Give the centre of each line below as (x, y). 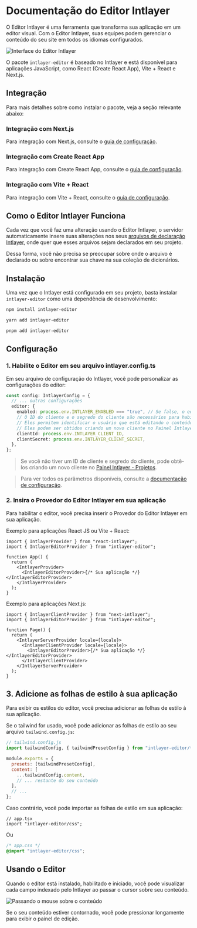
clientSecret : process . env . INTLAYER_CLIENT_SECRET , (81, 439)
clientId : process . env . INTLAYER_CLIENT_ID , (71, 433)
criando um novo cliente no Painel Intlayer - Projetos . (93, 468)
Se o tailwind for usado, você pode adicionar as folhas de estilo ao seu (91, 726)
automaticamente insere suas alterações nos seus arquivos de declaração (96, 236)
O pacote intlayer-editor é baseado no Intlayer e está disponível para (92, 62)
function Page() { (28, 630)
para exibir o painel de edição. (43, 919)
